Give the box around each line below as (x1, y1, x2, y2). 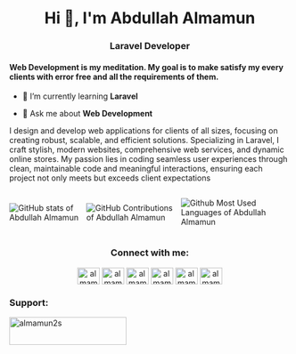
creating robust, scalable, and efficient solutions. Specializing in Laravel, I (9, 135, 279, 146)
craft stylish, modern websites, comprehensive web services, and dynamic (9, 144, 284, 155)
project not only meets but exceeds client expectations (9, 173, 211, 183)
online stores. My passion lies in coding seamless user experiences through (9, 154, 288, 165)
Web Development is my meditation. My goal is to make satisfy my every (9, 61, 284, 72)
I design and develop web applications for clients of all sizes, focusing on (9, 125, 278, 136)
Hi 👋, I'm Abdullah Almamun (44, 8, 256, 28)
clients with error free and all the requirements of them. (9, 71, 219, 82)
